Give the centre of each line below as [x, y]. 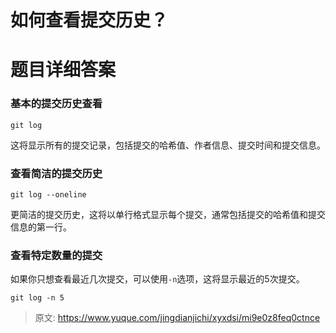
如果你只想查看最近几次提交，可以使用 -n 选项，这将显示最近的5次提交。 [157, 279]
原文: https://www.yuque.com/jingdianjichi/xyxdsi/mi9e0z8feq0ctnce [177, 318]
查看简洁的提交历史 [56, 173]
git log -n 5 [37, 298]
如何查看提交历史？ [89, 20]
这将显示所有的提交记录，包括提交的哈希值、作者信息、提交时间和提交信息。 [168, 145]
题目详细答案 [63, 70]
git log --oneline [48, 194]
